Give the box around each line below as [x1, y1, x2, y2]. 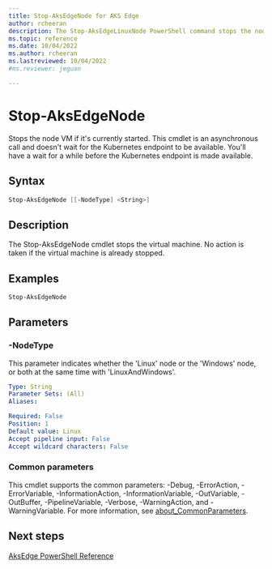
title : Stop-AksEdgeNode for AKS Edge [8, 11, 139, 20]
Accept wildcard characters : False [8, 443, 129, 451]
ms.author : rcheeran [8, 49, 79, 58]
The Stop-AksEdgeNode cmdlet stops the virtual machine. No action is [8, 240, 244, 250]
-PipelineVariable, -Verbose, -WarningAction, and [44, 497, 209, 507]
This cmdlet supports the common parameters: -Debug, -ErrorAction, [8, 480, 240, 490]
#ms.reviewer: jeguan [8, 65, 82, 73]
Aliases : [8, 398, 38, 406]
